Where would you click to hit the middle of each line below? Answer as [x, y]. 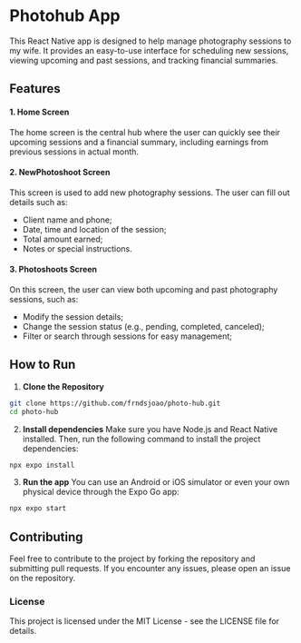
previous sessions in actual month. [74, 152]
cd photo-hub [34, 411]
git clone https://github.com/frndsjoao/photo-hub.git [115, 403]
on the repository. [43, 579]
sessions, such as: [44, 299]
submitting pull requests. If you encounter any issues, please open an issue [150, 569]
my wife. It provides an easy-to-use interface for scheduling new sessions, [149, 50]
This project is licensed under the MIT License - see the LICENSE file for [144, 621]
